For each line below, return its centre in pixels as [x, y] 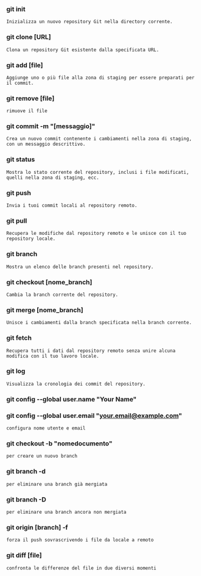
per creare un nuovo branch [42, 456]
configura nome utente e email [46, 428]
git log [16, 371]
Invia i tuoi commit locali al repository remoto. [72, 206]
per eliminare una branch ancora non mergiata [66, 512]
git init [16, 9]
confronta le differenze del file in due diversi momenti [81, 568]
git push [19, 193]
